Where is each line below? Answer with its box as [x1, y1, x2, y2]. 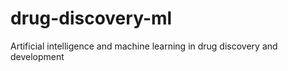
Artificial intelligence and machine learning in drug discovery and [10, 40, 278, 52]
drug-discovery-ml [10, 7, 173, 30]
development [10, 50, 65, 62]
